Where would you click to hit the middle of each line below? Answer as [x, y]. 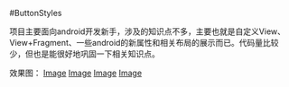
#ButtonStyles [36, 13]
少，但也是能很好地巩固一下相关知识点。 [84, 54]
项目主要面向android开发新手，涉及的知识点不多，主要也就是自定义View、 [148, 31]
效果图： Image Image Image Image [76, 73]
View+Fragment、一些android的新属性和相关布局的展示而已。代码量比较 [144, 43]
